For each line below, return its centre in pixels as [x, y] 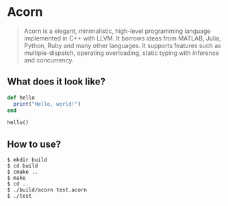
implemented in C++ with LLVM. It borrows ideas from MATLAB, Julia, [122, 38]
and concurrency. [49, 60]
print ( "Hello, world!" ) [47, 104]
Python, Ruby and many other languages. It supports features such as [122, 45]
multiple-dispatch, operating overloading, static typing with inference [122, 53]
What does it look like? [56, 82]
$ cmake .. [23, 172]
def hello [21, 98]
